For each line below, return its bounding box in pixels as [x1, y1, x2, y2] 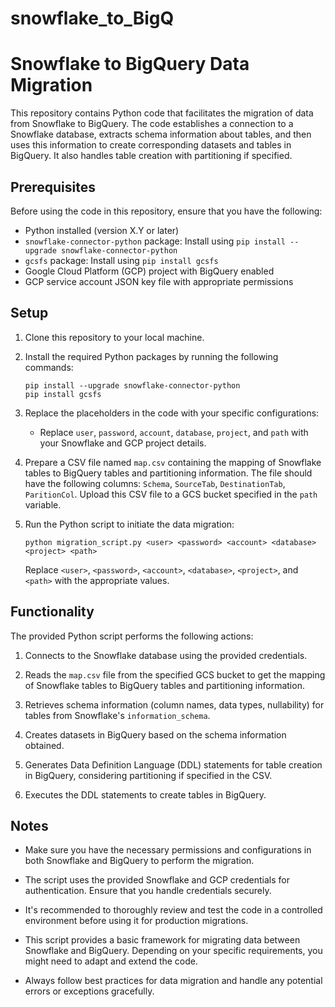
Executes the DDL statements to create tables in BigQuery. [24, 788, 267, 801]
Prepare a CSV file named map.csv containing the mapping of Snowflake [24, 456, 322, 468]
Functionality [10, 603, 95, 621]
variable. [24, 498, 62, 511]
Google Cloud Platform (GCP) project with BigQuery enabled [24, 265, 275, 277]
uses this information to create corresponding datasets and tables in [10, 139, 292, 151]
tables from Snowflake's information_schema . [24, 709, 211, 721]
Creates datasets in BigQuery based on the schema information [24, 728, 287, 741]
